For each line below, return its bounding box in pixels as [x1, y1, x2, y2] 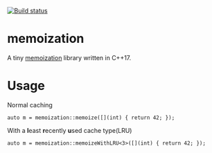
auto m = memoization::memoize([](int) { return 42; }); [7, 114, 175, 121]
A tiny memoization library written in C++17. [7, 53, 132, 62]
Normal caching [7, 100, 53, 109]
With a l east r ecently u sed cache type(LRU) [7, 126, 132, 134]
